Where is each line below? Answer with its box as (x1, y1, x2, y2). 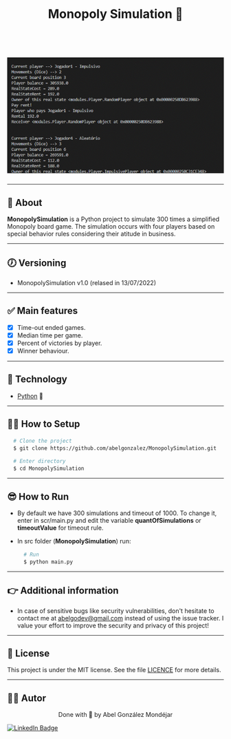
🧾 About (7, 196, 43, 209)
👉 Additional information (7, 585, 119, 596)
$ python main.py (23, 558, 74, 565)
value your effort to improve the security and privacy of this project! (16, 621, 210, 629)
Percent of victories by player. (16, 339, 102, 347)
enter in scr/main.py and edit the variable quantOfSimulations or (16, 516, 201, 524)
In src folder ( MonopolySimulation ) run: (16, 537, 131, 545)
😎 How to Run (7, 490, 69, 502)
